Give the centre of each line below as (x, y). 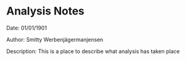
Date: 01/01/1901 (27, 28)
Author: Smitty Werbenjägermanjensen (55, 39)
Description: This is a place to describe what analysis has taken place (93, 51)
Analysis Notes (45, 11)
